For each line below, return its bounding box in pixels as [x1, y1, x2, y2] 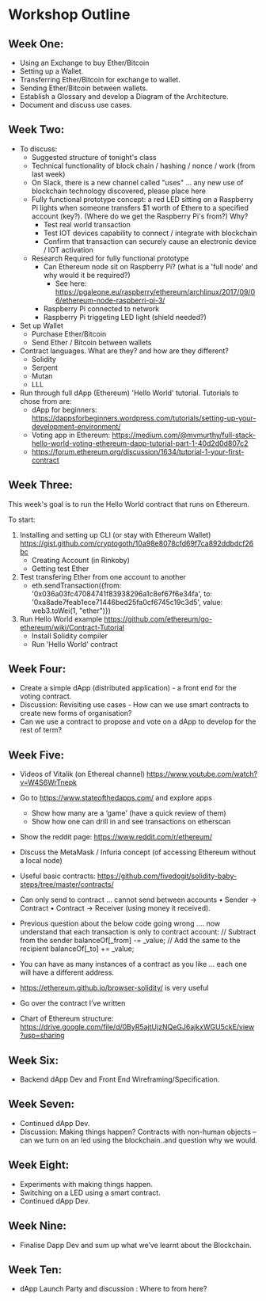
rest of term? [19, 725, 62, 735]
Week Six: [8, 1053, 59, 1067]
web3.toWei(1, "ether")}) [31, 606, 111, 615]
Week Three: [8, 478, 74, 492]
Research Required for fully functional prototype [31, 253, 189, 263]
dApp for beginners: [31, 405, 97, 414]
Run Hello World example [19, 614, 103, 623]
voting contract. [19, 691, 72, 702]
